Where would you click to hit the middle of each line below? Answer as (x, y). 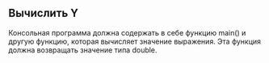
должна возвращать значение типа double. (83, 50)
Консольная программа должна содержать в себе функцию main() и (127, 32)
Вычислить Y (44, 13)
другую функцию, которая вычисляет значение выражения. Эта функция (134, 41)
